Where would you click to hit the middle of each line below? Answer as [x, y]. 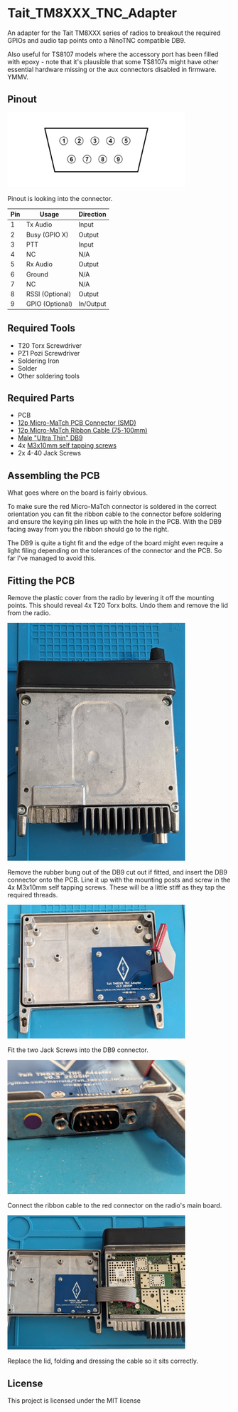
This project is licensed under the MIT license [74, 1401]
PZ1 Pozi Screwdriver [49, 353]
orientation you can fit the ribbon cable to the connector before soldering [114, 514]
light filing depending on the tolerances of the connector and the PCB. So [115, 551]
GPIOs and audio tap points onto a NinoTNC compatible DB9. [97, 40]
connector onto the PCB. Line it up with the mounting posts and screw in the [119, 880]
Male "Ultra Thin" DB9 [50, 438]
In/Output [92, 304]
